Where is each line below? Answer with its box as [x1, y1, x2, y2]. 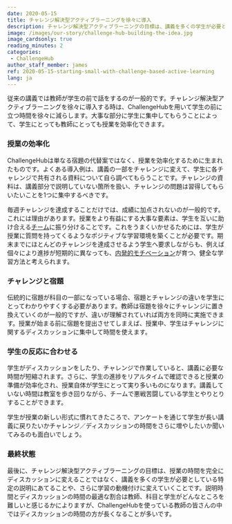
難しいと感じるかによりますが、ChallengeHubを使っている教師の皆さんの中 [7, 500, 223, 509]
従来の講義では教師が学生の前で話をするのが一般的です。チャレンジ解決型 [7, 94, 219, 102]
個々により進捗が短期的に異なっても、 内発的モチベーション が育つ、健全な [7, 248, 218, 256]
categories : [7, 49, 41, 56]
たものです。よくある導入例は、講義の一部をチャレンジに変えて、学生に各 [7, 165, 218, 173]
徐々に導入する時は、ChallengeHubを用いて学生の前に [67, 103, 223, 111]
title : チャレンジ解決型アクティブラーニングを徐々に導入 [7, 17, 152, 24]
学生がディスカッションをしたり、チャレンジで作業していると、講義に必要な [7, 364, 224, 372]
